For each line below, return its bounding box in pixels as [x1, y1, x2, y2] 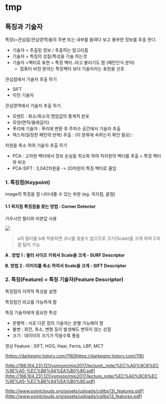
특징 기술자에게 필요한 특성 [5, 309, 57, 315]
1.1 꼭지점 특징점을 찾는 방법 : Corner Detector [5, 203, 96, 209]
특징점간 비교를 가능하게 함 [5, 299, 57, 305]
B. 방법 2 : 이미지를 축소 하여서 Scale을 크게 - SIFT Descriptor [5, 263, 126, 269]
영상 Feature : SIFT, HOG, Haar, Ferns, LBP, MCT [5, 343, 104, 349]
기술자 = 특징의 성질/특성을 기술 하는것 [12, 54, 87, 59]
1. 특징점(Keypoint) [5, 179, 51, 186]
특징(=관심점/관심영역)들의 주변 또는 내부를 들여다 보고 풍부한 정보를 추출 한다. [5, 37, 157, 42]
